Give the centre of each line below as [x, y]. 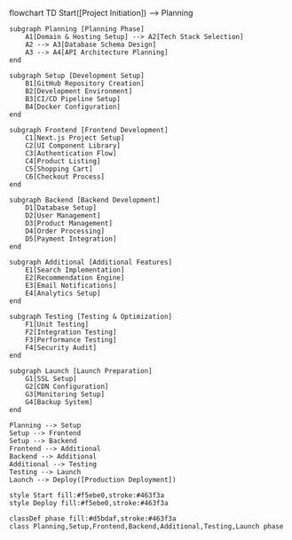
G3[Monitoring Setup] [65, 394]
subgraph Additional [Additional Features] [91, 262]
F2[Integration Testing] [71, 332]
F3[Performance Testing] [71, 340]
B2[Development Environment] [79, 91]
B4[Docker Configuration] [73, 107]
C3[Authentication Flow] [71, 154]
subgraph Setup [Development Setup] [77, 75]
